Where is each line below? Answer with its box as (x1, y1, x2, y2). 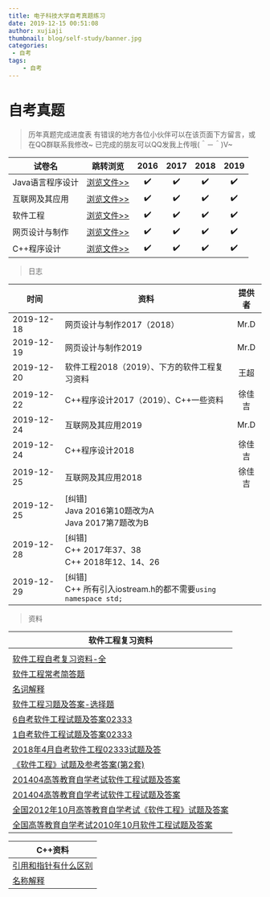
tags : (8, 57, 27, 65)
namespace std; (64, 594, 123, 603)
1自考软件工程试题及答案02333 (12, 729, 133, 740)
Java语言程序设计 (12, 177, 79, 188)
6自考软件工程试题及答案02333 (12, 714, 133, 725)
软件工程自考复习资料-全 (12, 653, 107, 665)
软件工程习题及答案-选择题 (12, 698, 115, 710)
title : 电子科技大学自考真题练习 (8, 11, 106, 20)
